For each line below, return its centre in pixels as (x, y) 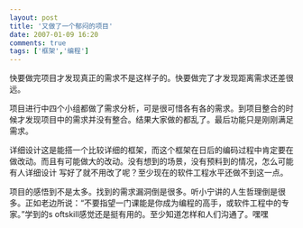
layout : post (34, 18)
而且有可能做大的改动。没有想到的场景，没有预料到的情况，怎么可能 (167, 161)
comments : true (38, 43)
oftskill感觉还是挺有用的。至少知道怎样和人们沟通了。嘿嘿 (161, 214)
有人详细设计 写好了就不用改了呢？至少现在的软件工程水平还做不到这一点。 (149, 173)
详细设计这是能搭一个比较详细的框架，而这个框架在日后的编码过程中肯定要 (147, 150)
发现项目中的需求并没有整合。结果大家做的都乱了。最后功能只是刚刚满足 (159, 120)
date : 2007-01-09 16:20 (54, 34)
